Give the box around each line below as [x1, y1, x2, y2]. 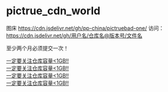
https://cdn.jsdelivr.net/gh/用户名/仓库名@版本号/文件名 [6, 31, 142, 39]
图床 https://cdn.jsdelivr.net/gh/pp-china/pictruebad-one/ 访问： [6, 24, 164, 31]
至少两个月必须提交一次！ [6, 45, 69, 52]
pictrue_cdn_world [6, 4, 101, 18]
